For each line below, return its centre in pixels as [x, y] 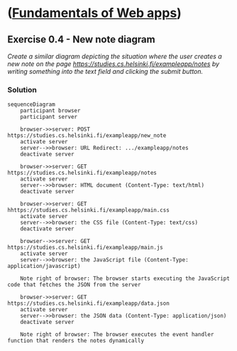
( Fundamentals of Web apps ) [95, 13]
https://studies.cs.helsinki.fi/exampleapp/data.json [89, 303]
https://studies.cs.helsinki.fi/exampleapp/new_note [87, 136]
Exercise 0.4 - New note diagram [81, 39]
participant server [49, 117]
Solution [22, 90]
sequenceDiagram [31, 104]
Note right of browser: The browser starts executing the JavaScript [125, 279]
